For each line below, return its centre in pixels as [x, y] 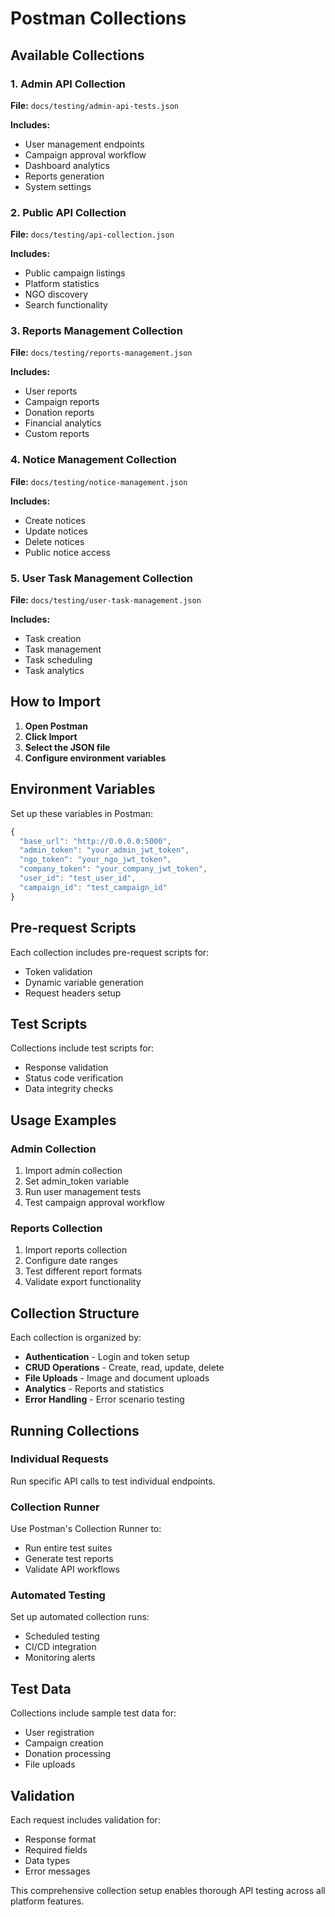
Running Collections [75, 1430]
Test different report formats [83, 1271]
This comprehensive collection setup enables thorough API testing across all [168, 1891]
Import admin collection [73, 1170]
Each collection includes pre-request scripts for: [110, 952]
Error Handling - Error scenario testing [104, 1399]
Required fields [56, 1850]
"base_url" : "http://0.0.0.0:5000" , [95, 841]
